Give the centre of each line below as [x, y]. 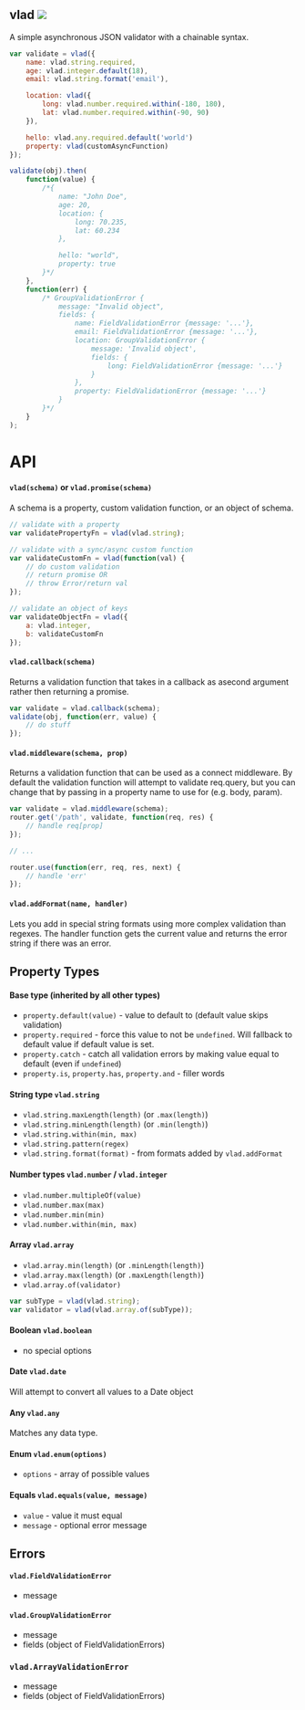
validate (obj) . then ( [49, 171]
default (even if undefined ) [72, 1064]
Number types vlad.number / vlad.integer [89, 1174]
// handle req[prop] [65, 826]
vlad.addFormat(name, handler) [69, 904]
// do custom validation [73, 567]
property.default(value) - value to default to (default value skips [145, 1015]
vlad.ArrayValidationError [69, 1667]
